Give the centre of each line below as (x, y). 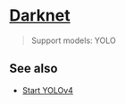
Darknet (40, 16)
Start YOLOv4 (48, 90)
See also (33, 69)
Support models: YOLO (73, 40)
